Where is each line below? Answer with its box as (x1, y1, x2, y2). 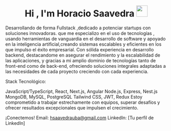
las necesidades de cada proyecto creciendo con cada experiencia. (5, 68, 149, 74)
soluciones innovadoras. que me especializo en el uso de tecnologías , (5, 30, 155, 36)
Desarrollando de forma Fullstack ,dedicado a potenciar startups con (5, 25, 151, 31)
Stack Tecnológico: (5, 78, 46, 84)
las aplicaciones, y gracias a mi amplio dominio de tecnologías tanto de (5, 57, 156, 64)
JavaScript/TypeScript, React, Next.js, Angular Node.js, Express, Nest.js (5, 88, 158, 95)
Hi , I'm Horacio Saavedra (25, 8, 135, 20)
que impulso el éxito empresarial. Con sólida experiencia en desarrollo (5, 46, 154, 52)
